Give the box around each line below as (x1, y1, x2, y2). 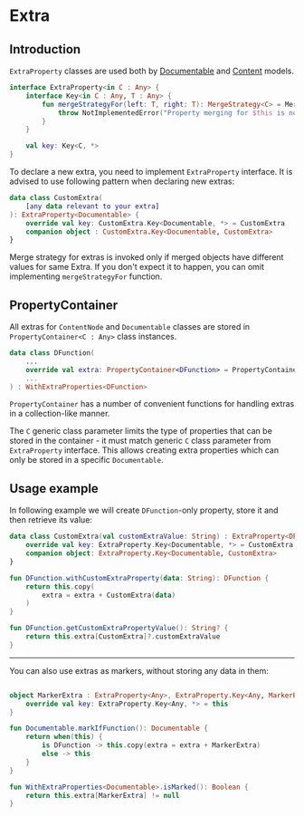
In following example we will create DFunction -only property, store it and (9, 504, 279, 516)
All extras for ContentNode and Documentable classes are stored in (9, 322, 251, 332)
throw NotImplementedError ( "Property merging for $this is (57, 108, 285, 118)
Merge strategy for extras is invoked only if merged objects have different (9, 252, 284, 263)
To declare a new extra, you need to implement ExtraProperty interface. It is (9, 167, 293, 177)
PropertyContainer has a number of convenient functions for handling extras (9, 398, 295, 409)
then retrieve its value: (9, 514, 93, 525)
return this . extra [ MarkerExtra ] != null (25, 791, 180, 800)
